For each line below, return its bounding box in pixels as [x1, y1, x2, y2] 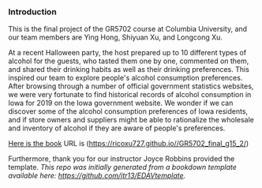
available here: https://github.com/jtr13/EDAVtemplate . [8, 171, 186, 180]
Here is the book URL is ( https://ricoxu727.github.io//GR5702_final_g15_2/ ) [8, 139, 249, 149]
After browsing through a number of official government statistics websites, [8, 81, 254, 91]
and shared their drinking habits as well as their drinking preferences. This [8, 65, 250, 74]
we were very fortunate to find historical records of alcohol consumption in [8, 90, 252, 100]
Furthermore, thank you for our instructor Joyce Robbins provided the [8, 154, 235, 164]
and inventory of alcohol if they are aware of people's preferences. [8, 123, 226, 133]
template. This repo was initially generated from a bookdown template [8, 163, 237, 172]
